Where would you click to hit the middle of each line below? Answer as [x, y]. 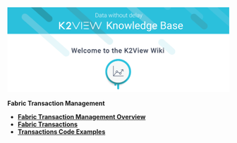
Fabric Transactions [48, 124]
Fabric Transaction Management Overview [81, 117]
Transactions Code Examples [61, 132]
